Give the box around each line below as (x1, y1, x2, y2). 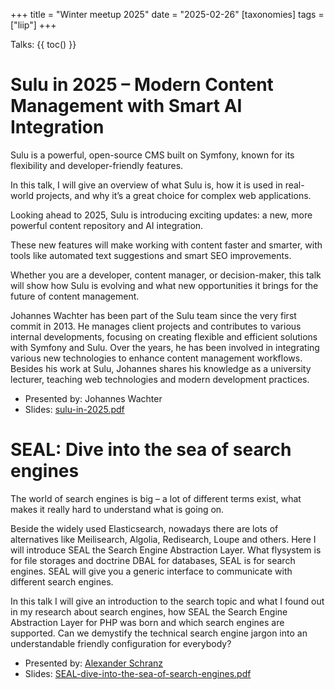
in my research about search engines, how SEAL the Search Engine (10, 605, 288, 618)
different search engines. (10, 575, 114, 588)
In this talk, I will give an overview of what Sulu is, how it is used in (10, 179, 283, 191)
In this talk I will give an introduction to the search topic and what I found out (10, 595, 325, 607)
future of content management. (10, 290, 140, 302)
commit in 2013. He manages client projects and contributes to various (10, 320, 302, 332)
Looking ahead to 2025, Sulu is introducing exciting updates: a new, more (10, 209, 313, 221)
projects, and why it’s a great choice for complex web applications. (35, 189, 312, 201)
